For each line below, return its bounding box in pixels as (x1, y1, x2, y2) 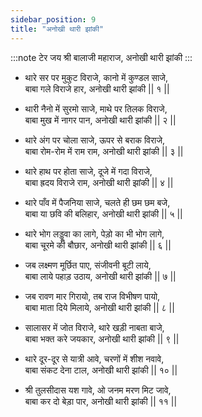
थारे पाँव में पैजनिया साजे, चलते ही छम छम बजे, (24, 196, 171, 208)
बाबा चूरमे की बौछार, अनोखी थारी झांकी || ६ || (24, 239, 172, 251)
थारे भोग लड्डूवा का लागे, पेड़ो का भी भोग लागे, (24, 227, 165, 240)
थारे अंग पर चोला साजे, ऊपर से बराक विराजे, (24, 134, 166, 146)
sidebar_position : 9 (10, 14, 97, 25)
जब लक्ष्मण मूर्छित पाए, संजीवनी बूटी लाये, (24, 259, 152, 271)
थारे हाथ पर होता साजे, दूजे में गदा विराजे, (24, 165, 153, 177)
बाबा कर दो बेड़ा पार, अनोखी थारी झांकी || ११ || (24, 395, 178, 407)
